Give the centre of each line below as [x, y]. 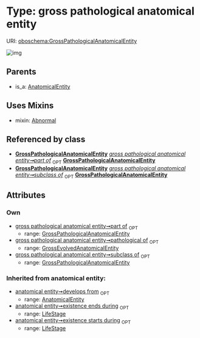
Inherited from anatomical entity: [56, 278]
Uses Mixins [30, 105]
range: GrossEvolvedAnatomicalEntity [71, 248]
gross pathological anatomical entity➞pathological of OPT [87, 241]
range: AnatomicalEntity [54, 300]
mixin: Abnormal [36, 120]
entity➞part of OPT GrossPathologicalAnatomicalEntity [85, 161]
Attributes [26, 195]
